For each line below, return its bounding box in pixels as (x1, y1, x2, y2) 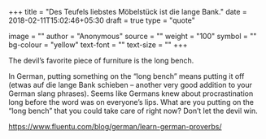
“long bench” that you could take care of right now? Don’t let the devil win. (8, 106, 258, 115)
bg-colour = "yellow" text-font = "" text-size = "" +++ (8, 40, 188, 50)
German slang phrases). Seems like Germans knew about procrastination (8, 89, 254, 98)
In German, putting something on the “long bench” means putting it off (8, 72, 245, 80)
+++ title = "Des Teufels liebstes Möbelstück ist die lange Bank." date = (8, 7, 248, 16)
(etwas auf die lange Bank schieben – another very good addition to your (8, 80, 253, 89)
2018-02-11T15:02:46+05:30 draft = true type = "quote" (8, 15, 195, 25)
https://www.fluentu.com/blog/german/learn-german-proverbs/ (8, 122, 222, 131)
